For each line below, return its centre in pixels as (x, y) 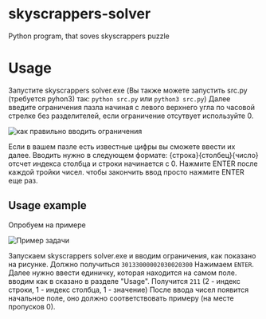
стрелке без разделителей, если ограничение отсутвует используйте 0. (131, 116)
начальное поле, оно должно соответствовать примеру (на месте (121, 298)
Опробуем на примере (47, 225)
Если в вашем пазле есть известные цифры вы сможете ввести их (122, 146)
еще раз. (23, 180)
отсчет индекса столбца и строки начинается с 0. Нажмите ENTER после (133, 163)
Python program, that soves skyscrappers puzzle (89, 36)
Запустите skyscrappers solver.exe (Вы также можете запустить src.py (128, 90)
